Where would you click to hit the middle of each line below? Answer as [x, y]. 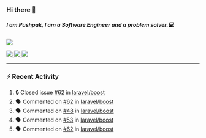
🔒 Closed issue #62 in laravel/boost [60, 93]
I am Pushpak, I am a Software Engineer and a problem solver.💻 [90, 24]
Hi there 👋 [21, 10]
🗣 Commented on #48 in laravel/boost [64, 111]
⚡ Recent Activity [33, 76]
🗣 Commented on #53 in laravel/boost [64, 120]
